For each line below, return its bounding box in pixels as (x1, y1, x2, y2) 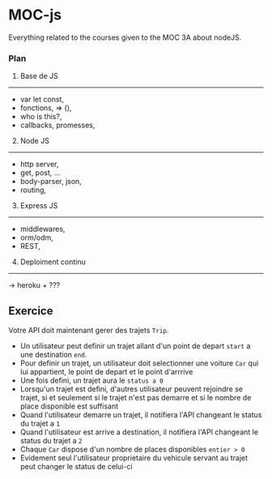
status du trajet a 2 (19, 436, 83, 446)
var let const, (19, 95, 65, 105)
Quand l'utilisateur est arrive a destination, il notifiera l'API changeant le (19, 427, 259, 437)
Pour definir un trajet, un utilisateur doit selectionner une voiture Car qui (19, 358, 259, 368)
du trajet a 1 (19, 419, 61, 429)
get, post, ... (19, 168, 61, 177)
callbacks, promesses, (19, 120, 96, 130)
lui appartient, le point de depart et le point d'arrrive (19, 367, 193, 377)
